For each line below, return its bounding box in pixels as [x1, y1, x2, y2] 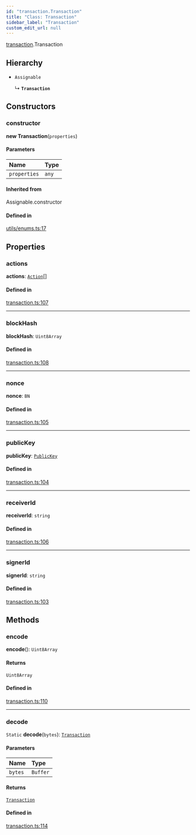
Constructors [6, 102, 56, 112]
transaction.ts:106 [6, 538, 49, 545]
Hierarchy [6, 58, 43, 68]
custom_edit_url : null [6, 25, 61, 31]
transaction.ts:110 [6, 697, 48, 705]
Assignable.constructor [6, 198, 62, 205]
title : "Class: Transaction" [6, 14, 77, 20]
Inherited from [6, 185, 42, 193]
